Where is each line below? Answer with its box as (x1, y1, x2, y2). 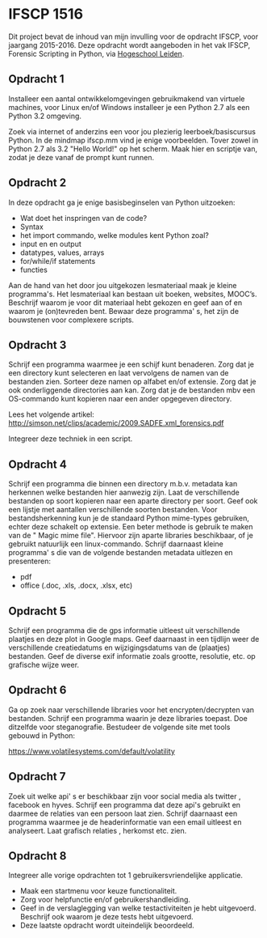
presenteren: (8, 556, 51, 567)
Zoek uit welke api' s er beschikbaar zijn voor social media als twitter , (8, 791, 241, 801)
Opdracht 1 (8, 72, 65, 86)
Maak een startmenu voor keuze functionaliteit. (19, 886, 177, 896)
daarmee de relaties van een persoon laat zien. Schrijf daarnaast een (8, 809, 238, 818)
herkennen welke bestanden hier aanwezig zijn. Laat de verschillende (8, 487, 240, 498)
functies (19, 265, 48, 274)
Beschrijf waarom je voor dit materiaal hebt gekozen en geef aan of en (8, 297, 243, 308)
